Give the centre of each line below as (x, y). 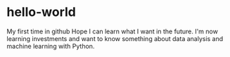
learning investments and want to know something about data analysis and (115, 38)
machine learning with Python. (51, 46)
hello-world (41, 12)
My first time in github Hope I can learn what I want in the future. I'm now (113, 31)
